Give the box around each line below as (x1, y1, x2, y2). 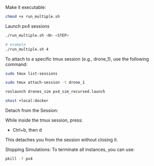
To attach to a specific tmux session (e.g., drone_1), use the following (5, 56, 149, 62)
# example (5, 42, 26, 47)
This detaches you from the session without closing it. (5, 137, 118, 143)
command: (5, 61, 28, 67)
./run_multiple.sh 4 (5, 46, 49, 52)
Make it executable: (5, 5, 47, 10)
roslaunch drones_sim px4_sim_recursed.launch (5, 89, 105, 94)
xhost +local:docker (5, 98, 49, 103)
